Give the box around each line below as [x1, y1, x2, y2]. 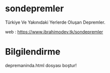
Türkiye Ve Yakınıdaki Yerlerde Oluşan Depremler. [5, 19, 106, 25]
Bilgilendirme [5, 46, 60, 57]
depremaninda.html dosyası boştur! [5, 62, 77, 68]
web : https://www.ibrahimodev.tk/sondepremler [5, 29, 103, 35]
